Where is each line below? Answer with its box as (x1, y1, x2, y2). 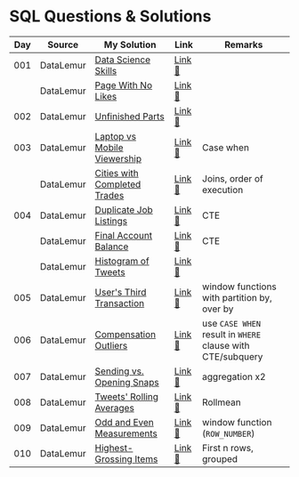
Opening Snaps (94, 376, 160, 388)
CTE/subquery (201, 350, 263, 362)
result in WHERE (201, 327, 261, 340)
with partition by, (201, 291, 273, 303)
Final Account (94, 229, 153, 241)
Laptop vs (94, 130, 136, 142)
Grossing (94, 452, 133, 465)
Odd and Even (94, 416, 154, 428)
